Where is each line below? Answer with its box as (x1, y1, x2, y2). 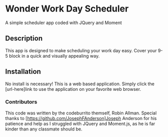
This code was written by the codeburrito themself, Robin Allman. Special (5, 110, 157, 116)
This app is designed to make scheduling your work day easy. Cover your (5, 47, 157, 53)
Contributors (5, 98, 38, 105)
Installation (5, 67, 41, 76)
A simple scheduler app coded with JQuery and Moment (5, 20, 122, 26)
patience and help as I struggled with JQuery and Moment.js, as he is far (5, 120, 155, 126)
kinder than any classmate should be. (5, 126, 83, 132)
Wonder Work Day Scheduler (5, 3, 129, 15)
